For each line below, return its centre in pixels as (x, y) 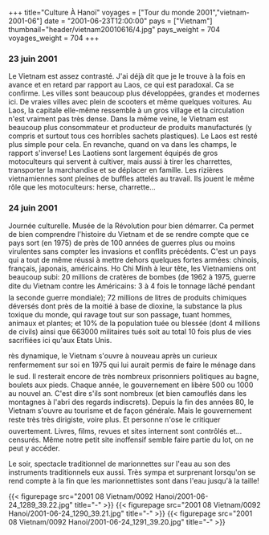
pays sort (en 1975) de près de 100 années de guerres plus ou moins (122, 243)
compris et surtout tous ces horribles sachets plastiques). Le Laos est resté (133, 136)
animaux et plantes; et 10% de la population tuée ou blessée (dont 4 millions (134, 323)
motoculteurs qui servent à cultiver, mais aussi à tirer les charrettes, (120, 161)
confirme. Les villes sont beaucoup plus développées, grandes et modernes (134, 93)
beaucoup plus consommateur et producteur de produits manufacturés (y (130, 128)
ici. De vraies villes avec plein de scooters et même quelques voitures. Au (130, 102)
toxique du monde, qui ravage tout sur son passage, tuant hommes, (120, 314)
